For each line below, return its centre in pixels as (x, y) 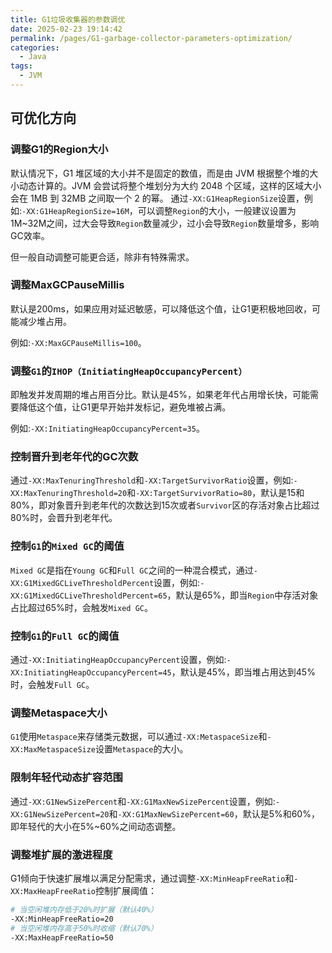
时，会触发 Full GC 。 (52, 685)
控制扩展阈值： (126, 890)
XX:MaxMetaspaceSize (53, 750)
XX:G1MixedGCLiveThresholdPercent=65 (89, 596)
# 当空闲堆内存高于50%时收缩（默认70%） (84, 928)
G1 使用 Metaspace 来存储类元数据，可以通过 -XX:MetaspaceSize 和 (139, 737)
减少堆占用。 (45, 321)
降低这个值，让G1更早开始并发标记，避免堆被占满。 (125, 407)
